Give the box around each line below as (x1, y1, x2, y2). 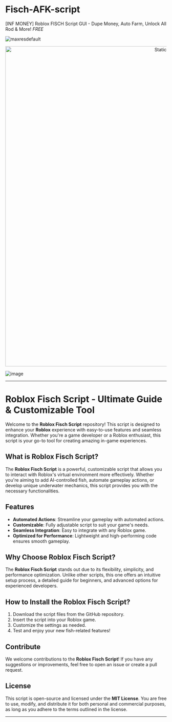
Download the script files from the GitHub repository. (12, 611, 124, 617)
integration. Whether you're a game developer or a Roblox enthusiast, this (5, 432, 161, 438)
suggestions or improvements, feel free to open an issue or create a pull (5, 661, 158, 667)
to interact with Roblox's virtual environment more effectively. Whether (5, 471, 155, 478)
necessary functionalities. (5, 488, 60, 494)
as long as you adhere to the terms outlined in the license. (5, 706, 127, 712)
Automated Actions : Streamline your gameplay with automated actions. (12, 516, 165, 522)
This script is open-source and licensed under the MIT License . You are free (5, 695, 167, 702)
